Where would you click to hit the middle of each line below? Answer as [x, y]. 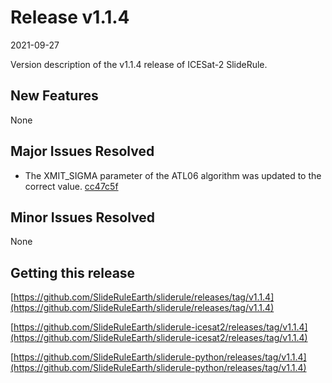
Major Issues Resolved [82, 151]
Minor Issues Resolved [83, 217]
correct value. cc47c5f [71, 186]
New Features [54, 96]
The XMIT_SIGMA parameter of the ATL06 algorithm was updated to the [173, 175]
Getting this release [73, 272]
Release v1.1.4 [70, 17]
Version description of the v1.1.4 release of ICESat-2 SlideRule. [139, 64]
